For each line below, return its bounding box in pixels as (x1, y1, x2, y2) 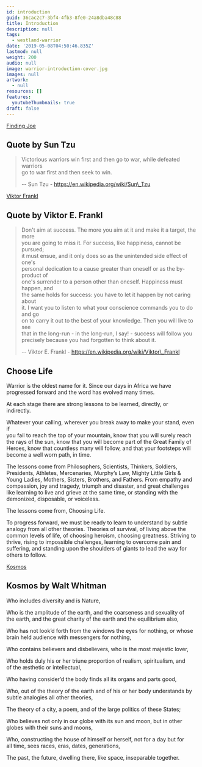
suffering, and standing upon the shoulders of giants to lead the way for (6, 544, 187, 552)
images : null (6, 71, 40, 77)
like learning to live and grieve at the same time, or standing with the (6, 488, 178, 496)
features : (6, 94, 32, 100)
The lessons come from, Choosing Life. (6, 507, 106, 514)
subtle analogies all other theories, (6, 693, 93, 701)
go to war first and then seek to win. (21, 169, 112, 176)
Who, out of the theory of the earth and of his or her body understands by (6, 687, 192, 694)
